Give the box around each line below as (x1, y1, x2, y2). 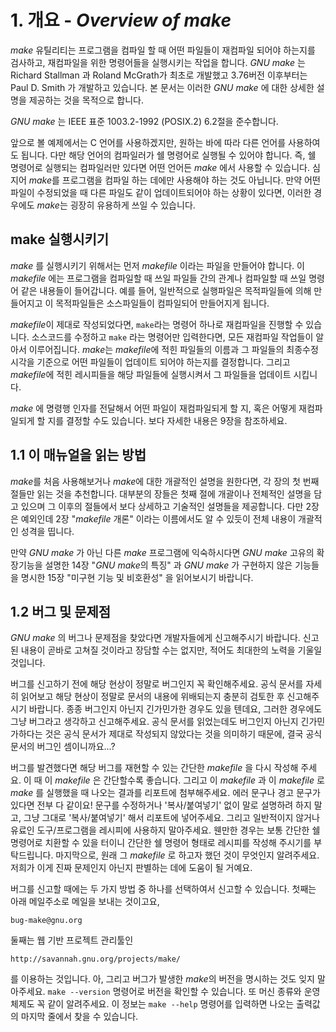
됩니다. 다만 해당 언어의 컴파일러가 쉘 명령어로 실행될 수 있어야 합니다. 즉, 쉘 (20, 149, 317, 161)
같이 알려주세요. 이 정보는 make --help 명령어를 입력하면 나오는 (47, 998, 295, 1010)
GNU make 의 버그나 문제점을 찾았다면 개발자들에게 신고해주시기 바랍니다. (10, 632, 301, 644)
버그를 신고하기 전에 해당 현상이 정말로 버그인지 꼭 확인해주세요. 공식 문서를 (10, 678, 304, 690)
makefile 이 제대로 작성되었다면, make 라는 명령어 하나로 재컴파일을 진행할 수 (10, 318, 304, 330)
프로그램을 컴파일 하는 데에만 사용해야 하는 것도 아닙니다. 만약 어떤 (61, 174, 321, 186)
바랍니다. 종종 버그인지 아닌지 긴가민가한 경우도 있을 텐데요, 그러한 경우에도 (28, 703, 323, 715)
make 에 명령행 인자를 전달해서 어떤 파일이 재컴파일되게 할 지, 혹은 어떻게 (10, 402, 297, 414)
